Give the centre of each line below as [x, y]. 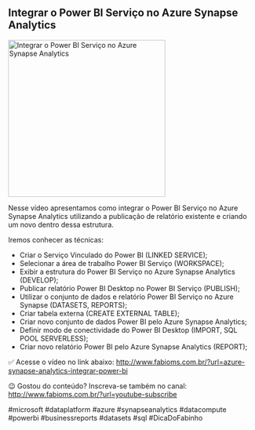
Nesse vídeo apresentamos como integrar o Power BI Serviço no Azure [123, 208]
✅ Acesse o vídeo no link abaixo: [61, 362]
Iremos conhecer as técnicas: [56, 239]
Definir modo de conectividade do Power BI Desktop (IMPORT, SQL [128, 330]
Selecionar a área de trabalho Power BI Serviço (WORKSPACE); [122, 263]
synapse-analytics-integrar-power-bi [68, 370]
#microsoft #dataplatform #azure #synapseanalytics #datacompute [117, 409]
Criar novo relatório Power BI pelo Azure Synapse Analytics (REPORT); [133, 346]
